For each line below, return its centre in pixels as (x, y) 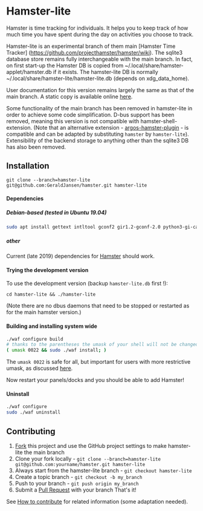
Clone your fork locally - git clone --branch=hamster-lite (88, 458)
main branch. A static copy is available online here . (69, 96)
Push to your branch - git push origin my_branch (77, 483)
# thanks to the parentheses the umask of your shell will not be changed (102, 345)
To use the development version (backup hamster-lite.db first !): (87, 284)
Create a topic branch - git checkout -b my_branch (79, 476)
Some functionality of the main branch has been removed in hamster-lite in (99, 108)
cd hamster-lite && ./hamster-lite (51, 295)
